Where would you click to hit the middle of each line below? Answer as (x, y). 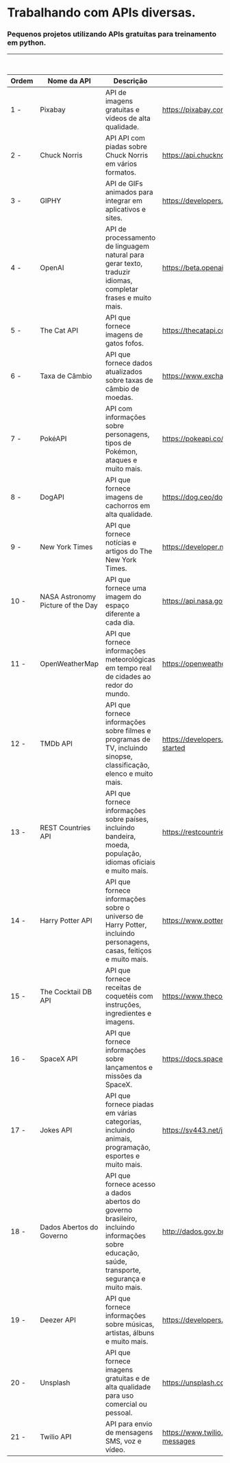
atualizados (124, 372)
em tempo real (128, 668)
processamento (130, 238)
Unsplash (55, 1383)
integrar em (124, 201)
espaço (117, 605)
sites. (114, 218)
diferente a (123, 614)
